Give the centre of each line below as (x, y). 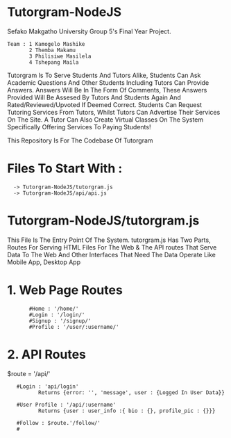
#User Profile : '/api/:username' (66, 405)
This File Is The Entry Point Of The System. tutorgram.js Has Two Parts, (109, 240)
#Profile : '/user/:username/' (74, 327)
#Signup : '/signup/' (60, 321)
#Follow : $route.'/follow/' (58, 423)
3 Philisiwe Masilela (60, 56)
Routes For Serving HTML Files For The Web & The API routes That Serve (112, 247)
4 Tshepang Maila (54, 62)
